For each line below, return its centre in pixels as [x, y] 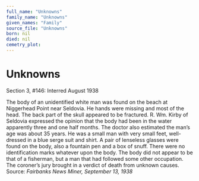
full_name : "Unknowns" [34, 12]
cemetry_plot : [24, 45]
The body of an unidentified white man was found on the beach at [87, 102]
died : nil [18, 39]
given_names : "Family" [34, 23]
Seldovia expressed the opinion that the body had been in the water [89, 121]
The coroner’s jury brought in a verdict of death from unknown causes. [93, 165]
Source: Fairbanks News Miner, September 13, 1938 [70, 171]
